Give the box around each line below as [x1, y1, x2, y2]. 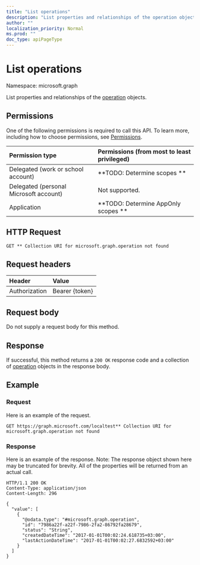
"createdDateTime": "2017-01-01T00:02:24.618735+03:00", [21, 532, 167, 538]
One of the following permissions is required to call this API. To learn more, [6, 127, 190, 134]
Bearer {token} [52, 287, 93, 295]
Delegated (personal [9, 182, 67, 190]
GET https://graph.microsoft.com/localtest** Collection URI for [6, 423, 171, 429]
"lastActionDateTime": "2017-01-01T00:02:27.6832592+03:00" [21, 537, 174, 543]
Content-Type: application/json [6, 485, 86, 491]
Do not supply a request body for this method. [6, 323, 120, 331]
